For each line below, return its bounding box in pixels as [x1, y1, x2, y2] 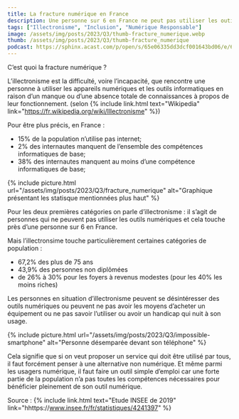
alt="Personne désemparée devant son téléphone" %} [47, 339, 207, 346]
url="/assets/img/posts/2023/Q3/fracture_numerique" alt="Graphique [7, 186, 213, 194]
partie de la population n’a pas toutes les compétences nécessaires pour [7, 375, 221, 383]
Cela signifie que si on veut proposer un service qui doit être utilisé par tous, [7, 352, 231, 360]
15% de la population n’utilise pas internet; [17, 134, 142, 143]
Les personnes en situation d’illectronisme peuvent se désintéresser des [7, 295, 220, 302]
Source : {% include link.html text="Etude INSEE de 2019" [7, 396, 176, 404]
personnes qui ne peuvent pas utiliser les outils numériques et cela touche [7, 215, 225, 223]
